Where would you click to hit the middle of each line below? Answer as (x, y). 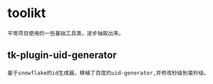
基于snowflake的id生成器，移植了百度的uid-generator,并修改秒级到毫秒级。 (108, 73)
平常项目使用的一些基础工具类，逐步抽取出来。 (66, 33)
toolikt (27, 13)
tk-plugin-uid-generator (62, 55)
